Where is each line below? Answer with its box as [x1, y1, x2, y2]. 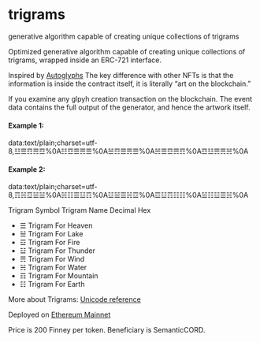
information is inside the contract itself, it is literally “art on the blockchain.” [8, 79, 251, 88]
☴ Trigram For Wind [19, 255, 85, 264]
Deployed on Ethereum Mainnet [8, 310, 111, 320]
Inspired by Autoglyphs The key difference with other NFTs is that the [8, 70, 234, 80]
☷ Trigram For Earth [19, 280, 85, 289]
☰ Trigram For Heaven [19, 221, 93, 230]
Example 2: [8, 164, 46, 174]
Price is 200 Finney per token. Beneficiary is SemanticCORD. [8, 325, 206, 335]
